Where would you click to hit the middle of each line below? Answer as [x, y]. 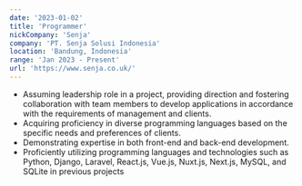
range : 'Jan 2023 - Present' [65, 60]
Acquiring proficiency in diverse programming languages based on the [155, 122]
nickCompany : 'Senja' [50, 34]
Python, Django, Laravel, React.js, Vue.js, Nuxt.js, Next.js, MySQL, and [154, 162]
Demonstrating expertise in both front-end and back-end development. [156, 142]
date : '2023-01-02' [46, 18]
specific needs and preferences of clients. [102, 132]
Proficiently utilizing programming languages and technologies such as [156, 152]
